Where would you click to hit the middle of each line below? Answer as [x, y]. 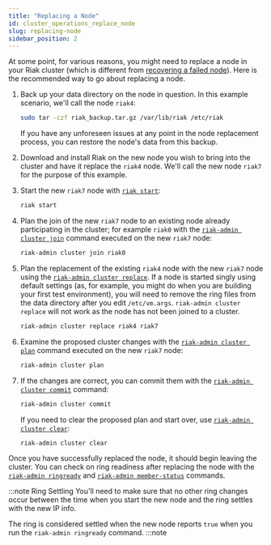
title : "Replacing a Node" [54, 16]
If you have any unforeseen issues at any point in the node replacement [139, 134]
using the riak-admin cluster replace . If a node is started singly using [138, 277]
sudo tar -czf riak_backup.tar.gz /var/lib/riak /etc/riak [122, 118]
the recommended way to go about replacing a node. [97, 79]
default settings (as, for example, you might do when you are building [136, 285]
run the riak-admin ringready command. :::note [88, 533]
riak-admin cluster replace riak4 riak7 [89, 326]
